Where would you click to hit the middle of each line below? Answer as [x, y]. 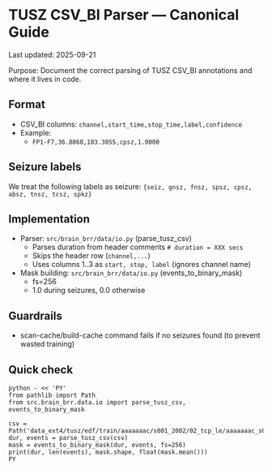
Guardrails [35, 315]
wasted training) [47, 344]
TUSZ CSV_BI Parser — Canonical [124, 15]
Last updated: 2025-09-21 [52, 54]
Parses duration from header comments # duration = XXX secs [138, 247]
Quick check [41, 370]
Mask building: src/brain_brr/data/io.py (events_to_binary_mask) [131, 273]
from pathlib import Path [52, 395]
